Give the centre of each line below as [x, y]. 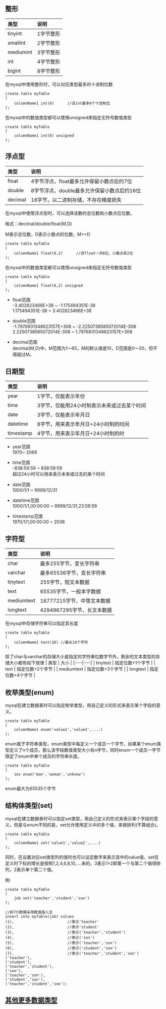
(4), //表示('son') [50, 937]
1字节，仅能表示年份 [61, 396]
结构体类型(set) [29, 806]
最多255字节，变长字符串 [70, 564]
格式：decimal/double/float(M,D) [39, 224]
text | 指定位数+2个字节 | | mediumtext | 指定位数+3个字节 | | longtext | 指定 [82, 669]
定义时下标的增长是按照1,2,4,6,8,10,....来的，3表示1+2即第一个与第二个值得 [81, 863]
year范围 [21, 447]
